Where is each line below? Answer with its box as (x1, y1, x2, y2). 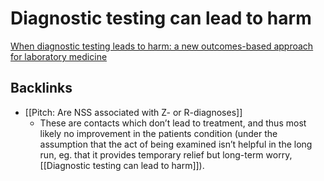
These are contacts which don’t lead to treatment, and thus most (39, 117, 307, 129)
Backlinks (10, 80, 73, 97)
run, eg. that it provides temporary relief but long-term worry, (39, 148, 293, 161)
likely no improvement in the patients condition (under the (39, 127, 278, 139)
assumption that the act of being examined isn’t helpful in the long (39, 138, 313, 150)
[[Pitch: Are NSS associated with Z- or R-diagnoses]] (24, 106, 243, 118)
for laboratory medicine (10, 50, 108, 62)
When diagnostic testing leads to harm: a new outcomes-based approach (10, 40, 314, 52)
